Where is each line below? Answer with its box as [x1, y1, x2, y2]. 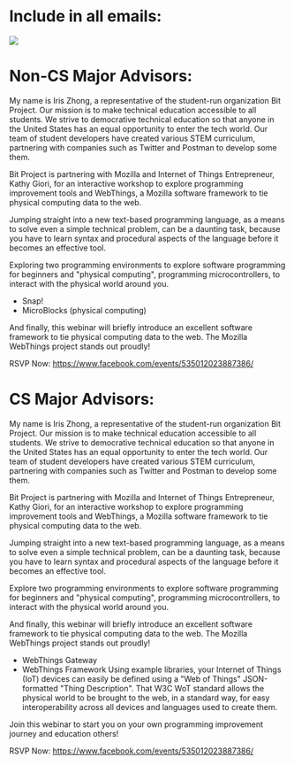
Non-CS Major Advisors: [9, 66, 192, 86]
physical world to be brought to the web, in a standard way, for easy [21, 692, 270, 703]
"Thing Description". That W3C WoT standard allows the [60, 683, 265, 693]
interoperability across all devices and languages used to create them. [21, 701, 278, 712]
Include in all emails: [9, 6, 162, 27]
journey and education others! [9, 728, 119, 738]
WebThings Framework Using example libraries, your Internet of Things [21, 664, 282, 675]
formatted [21, 683, 59, 693]
